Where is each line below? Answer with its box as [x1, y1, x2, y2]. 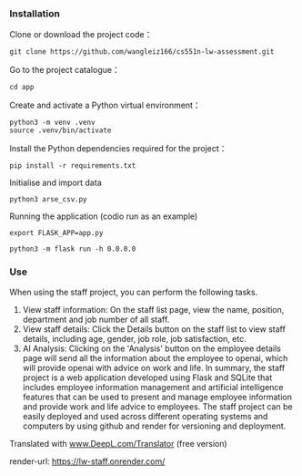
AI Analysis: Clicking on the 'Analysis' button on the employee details [22, 343, 282, 354]
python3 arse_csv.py [9, 195, 88, 204]
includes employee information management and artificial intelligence [22, 381, 284, 392]
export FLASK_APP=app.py [9, 229, 104, 238]
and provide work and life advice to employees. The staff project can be [22, 400, 293, 412]
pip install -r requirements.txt [9, 161, 136, 171]
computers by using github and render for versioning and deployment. [22, 420, 287, 431]
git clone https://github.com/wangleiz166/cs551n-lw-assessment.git [9, 47, 275, 57]
